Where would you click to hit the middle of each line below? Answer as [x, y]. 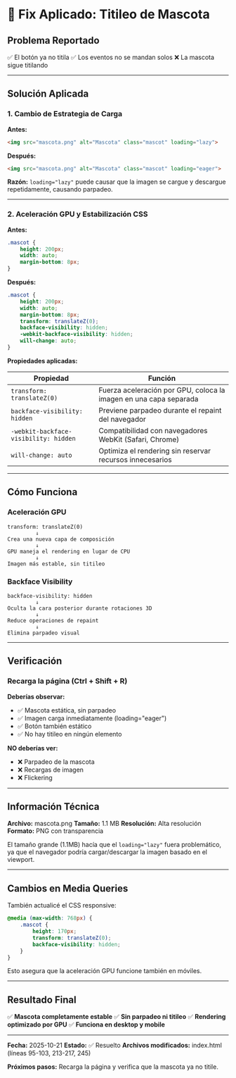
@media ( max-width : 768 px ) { [50, 918]
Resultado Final [42, 999]
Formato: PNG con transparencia [55, 831]
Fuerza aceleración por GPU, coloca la [162, 390]
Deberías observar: [36, 696]
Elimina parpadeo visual [44, 633]
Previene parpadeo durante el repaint [160, 410]
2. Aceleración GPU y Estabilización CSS [78, 214]
